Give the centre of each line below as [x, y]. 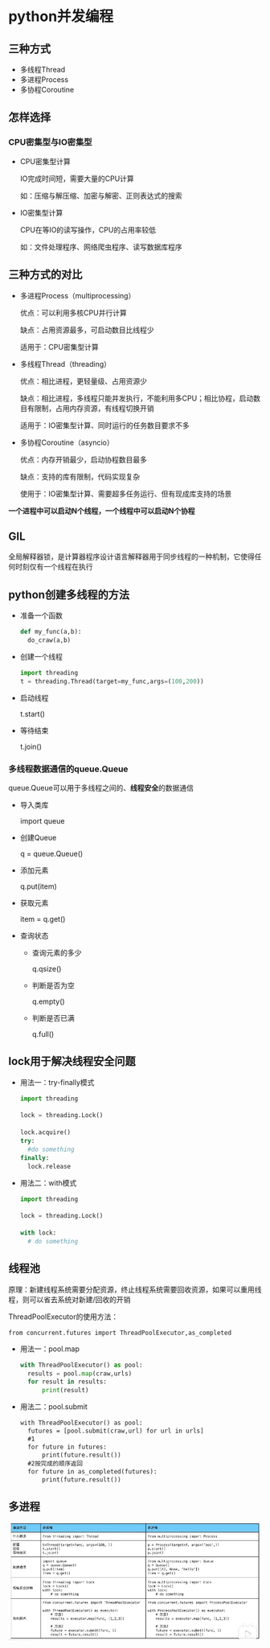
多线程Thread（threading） [65, 364]
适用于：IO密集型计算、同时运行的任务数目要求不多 [105, 425]
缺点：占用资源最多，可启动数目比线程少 [87, 330]
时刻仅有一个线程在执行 [54, 567]
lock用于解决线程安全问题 [72, 1061]
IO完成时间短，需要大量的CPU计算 [77, 179]
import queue [42, 820]
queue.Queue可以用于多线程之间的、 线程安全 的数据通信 [101, 787]
